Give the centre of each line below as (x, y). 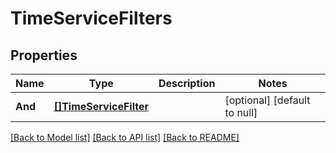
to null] (241, 112)
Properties (44, 55)
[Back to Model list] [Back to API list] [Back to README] (125, 137)
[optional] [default (267, 100)
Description (187, 83)
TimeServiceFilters (91, 18)
